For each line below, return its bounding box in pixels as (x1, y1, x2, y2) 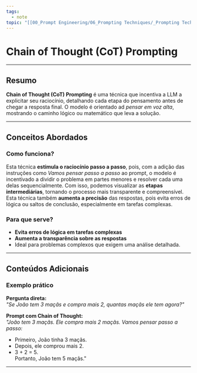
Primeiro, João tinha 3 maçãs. (14, 336, 87, 343)
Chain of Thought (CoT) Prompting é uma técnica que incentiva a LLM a (6, 91, 182, 98)
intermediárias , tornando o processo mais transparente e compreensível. (6, 188, 184, 195)
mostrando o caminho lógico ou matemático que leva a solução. (6, 110, 161, 117)
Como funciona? (6, 150, 55, 158)
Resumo (6, 75, 37, 85)
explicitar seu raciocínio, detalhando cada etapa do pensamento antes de (6, 98, 184, 105)
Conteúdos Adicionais (6, 264, 89, 274)
